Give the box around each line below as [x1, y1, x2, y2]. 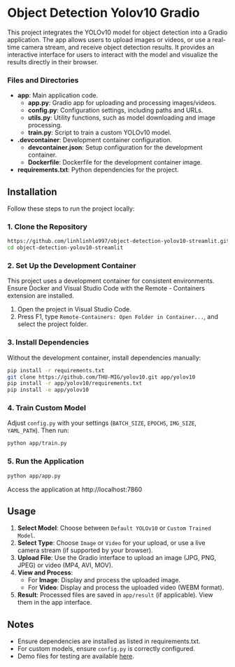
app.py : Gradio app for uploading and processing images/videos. [27, 99, 217, 107]
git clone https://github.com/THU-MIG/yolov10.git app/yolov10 [7, 373, 196, 381]
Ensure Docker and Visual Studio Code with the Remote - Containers [7, 284, 205, 293]
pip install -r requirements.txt [7, 367, 105, 374]
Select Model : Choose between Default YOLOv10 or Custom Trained [17, 524, 211, 533]
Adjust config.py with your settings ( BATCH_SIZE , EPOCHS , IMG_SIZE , [7, 419, 197, 428]
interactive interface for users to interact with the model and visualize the [7, 50, 218, 59]
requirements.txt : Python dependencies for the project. [17, 166, 180, 174]
